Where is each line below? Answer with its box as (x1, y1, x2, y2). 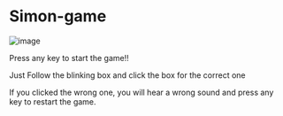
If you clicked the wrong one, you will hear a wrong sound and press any (9, 87, 274, 97)
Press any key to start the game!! (9, 52, 130, 63)
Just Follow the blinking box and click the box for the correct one (9, 69, 246, 81)
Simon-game (9, 6, 107, 27)
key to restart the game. (9, 96, 96, 107)
